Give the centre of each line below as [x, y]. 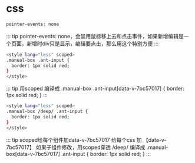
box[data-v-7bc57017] [33, 154]
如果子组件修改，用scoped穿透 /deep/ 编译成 [90, 147]
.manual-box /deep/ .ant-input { [47, 112]
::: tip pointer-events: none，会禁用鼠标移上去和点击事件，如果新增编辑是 [95, 36]
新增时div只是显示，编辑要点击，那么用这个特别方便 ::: [92, 44]
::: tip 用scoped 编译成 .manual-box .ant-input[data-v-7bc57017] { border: [95, 89]
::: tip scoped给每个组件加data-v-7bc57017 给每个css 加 [74, 139]
